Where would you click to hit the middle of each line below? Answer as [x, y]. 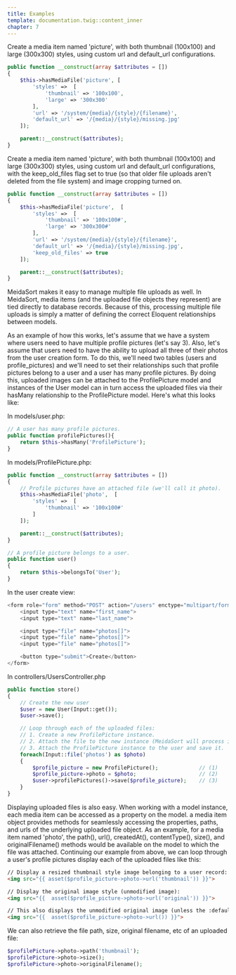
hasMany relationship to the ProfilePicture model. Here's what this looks [111, 395]
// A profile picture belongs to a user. [69, 553]
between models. [32, 322]
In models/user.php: [36, 416]
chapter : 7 [23, 27]
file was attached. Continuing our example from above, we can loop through [117, 852]
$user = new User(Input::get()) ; [69, 709]
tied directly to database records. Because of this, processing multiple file [114, 307]
